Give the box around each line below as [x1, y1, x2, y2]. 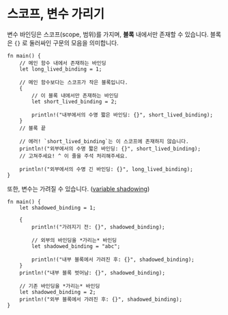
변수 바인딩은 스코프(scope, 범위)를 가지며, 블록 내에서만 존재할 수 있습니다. [7, 30, 209, 38]
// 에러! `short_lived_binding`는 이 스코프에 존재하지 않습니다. [19, 138, 189, 144]
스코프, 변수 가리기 [7, 6, 104, 22]
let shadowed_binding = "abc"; [31, 242, 121, 250]
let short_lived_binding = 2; [31, 98, 117, 105]
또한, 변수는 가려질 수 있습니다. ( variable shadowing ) [7, 184, 150, 192]
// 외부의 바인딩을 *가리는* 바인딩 [31, 237, 117, 244]
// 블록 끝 [19, 125, 46, 131]
